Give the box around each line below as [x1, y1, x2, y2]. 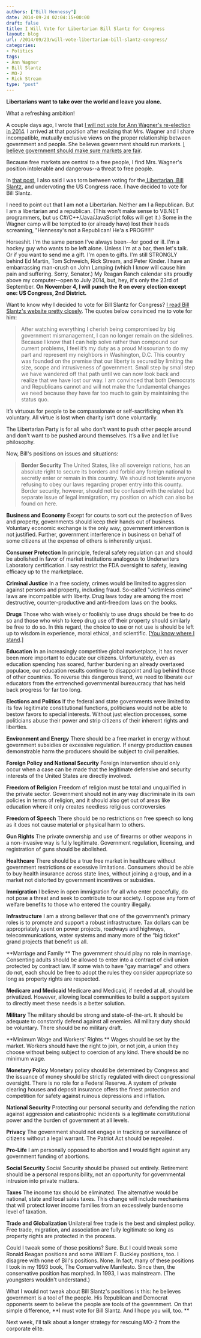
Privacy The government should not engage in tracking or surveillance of [6, 1129, 188, 1135]
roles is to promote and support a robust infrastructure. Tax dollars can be [6, 919, 189, 926]
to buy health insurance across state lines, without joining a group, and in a [6, 870, 192, 877]
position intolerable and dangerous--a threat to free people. [6, 165, 154, 172]
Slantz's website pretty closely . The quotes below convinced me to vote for [6, 307, 193, 315]
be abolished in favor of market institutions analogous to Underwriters [6, 555, 179, 563]
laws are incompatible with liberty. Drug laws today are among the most [6, 593, 184, 599]
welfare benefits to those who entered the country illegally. [6, 901, 152, 908]
